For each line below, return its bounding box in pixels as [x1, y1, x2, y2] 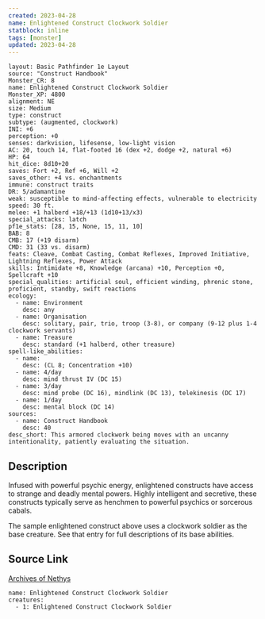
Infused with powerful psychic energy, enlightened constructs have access [8, 480, 254, 490]
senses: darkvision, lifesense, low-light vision [8, 140, 176, 148]
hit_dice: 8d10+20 [8, 160, 69, 168]
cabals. [8, 506, 33, 515]
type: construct [8, 112, 62, 120]
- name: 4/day [15, 368, 62, 377]
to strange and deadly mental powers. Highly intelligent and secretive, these [8, 489, 257, 498]
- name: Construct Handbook [15, 417, 109, 425]
